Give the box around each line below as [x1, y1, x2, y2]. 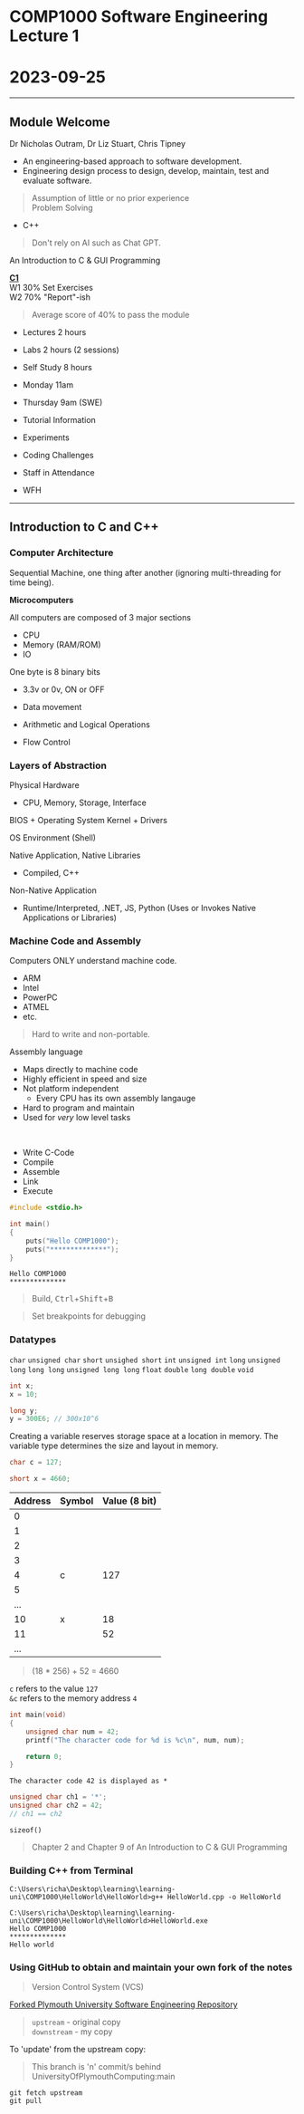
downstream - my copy [31, 2026, 113, 2037]
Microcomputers [9, 594, 74, 605]
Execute [22, 1186, 53, 1196]
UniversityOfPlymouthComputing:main [31, 2071, 176, 2082]
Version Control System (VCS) [31, 1982, 145, 1993]
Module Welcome [9, 114, 110, 130]
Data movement [22, 701, 82, 712]
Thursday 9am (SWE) [22, 397, 103, 408]
